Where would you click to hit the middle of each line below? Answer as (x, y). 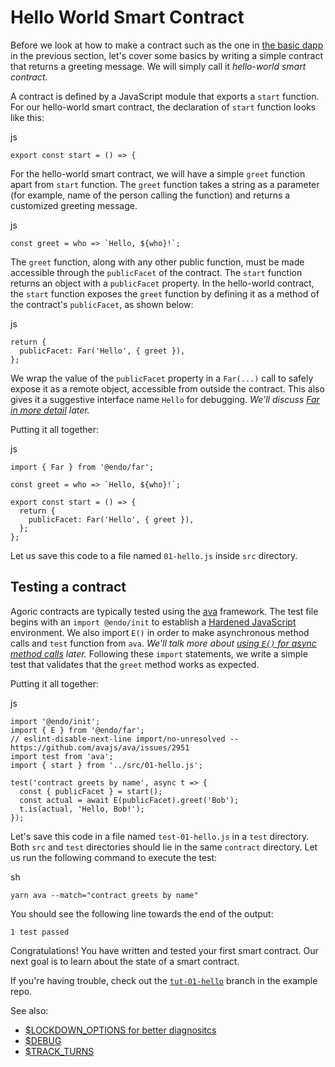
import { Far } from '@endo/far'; (82, 467)
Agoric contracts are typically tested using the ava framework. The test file (164, 611)
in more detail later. (50, 410)
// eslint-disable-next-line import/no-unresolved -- (125, 739)
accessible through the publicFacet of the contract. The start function (156, 272)
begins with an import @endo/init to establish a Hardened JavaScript (153, 622)
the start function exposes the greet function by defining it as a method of (165, 293)
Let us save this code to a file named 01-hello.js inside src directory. (154, 555)
